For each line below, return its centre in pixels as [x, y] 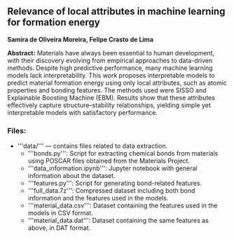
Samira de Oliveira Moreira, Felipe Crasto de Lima [81, 39]
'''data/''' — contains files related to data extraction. [92, 146]
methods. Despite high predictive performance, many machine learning [110, 68]
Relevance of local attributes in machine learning [116, 12]
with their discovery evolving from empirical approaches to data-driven [110, 60]
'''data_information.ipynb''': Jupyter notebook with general [112, 168]
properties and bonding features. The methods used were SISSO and [107, 90]
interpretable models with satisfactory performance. [82, 112]
